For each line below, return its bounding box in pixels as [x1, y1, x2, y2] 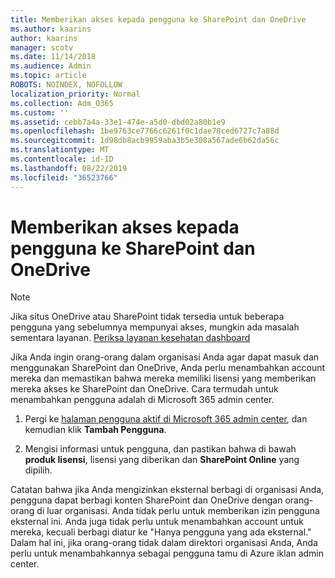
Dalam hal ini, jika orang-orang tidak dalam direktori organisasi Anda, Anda [10, 537, 318, 549]
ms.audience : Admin [10, 61, 92, 71]
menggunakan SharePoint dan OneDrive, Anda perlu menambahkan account [10, 362, 326, 374]
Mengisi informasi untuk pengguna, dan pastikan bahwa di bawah [24, 443, 297, 455]
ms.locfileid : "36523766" [10, 172, 118, 183]
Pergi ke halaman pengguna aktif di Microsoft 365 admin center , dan [24, 413, 308, 425]
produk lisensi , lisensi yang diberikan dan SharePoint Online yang [24, 454, 300, 466]
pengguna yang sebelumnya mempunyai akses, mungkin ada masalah [10, 321, 300, 333]
